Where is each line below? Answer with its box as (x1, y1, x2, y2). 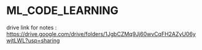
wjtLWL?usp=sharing (6, 37, 60, 44)
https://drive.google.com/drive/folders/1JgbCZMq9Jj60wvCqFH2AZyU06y (6, 30, 196, 37)
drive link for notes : (6, 24, 57, 31)
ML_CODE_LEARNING (6, 4, 118, 18)
